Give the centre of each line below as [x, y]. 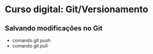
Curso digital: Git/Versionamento [76, 9]
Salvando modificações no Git [54, 28]
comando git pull [30, 46]
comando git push [31, 40]
